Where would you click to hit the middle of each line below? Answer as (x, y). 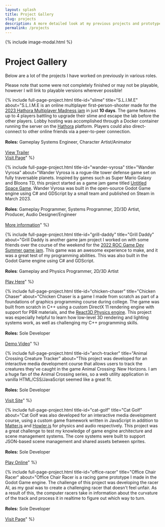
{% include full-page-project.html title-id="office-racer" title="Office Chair (81, 472)
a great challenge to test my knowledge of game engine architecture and (79, 431)
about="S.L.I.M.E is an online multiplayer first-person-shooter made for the (81, 105)
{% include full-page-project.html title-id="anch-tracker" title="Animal (76, 353)
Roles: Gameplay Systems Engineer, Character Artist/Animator (68, 142)
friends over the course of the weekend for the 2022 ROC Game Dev (75, 245)
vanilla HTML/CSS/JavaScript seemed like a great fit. (58, 379)
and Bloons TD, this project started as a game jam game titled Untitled (76, 183)
